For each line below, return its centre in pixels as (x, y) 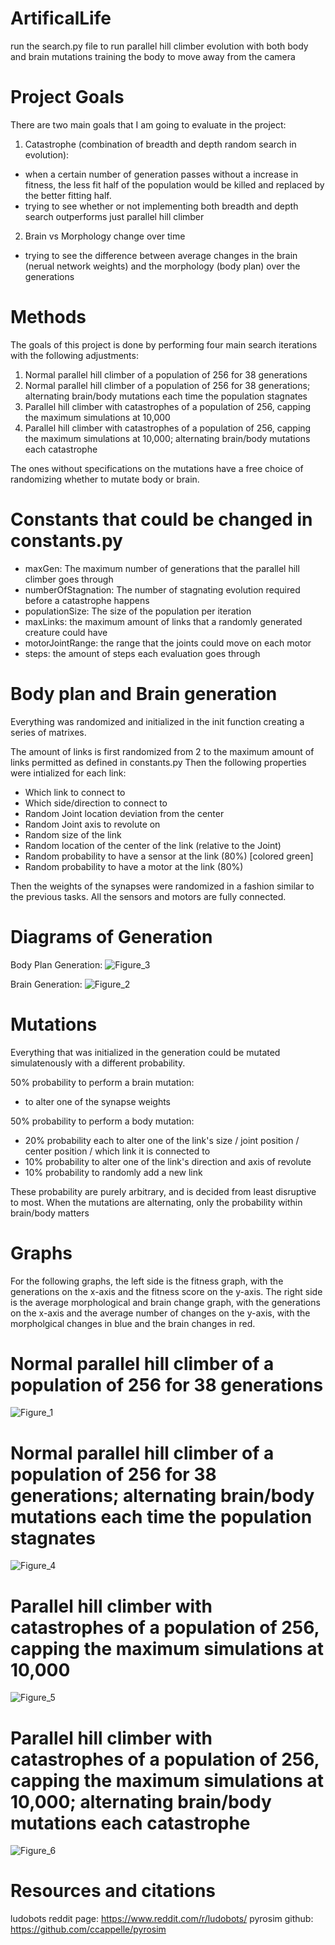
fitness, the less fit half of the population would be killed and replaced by (174, 184)
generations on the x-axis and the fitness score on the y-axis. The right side (166, 1291)
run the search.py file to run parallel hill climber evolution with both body (159, 46)
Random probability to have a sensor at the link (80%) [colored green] (169, 856)
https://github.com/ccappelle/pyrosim (88, 1929)
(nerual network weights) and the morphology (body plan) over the (162, 266)
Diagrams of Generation (111, 936)
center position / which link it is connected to (117, 1151)
